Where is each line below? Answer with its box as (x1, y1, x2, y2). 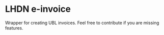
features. (5, 25, 24, 31)
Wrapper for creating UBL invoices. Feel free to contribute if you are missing (5, 20, 160, 26)
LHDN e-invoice (5, 3, 71, 15)
